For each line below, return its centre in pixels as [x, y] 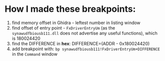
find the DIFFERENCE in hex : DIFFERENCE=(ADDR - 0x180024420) [81, 43]
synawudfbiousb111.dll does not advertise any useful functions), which [84, 33]
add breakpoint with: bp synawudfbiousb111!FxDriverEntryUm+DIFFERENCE [86, 49]
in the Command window [35, 54]
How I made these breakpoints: [70, 9]
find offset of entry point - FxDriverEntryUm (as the [63, 28]
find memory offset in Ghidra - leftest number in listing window [76, 23]
